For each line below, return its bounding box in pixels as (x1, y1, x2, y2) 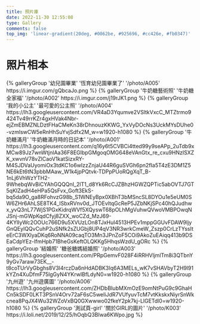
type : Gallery (6, 20, 42, 26)
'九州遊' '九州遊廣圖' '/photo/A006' (6, 278, 92, 285)
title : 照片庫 (6, 8, 39, 15)
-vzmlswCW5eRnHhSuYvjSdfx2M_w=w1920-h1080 (6, 129, 133, 136)
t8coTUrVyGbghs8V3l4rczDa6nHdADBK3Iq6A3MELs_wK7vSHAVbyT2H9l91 (6, 264, 194, 272)
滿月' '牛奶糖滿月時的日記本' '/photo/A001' (16, 136, 121, 143)
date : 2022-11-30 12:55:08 (6, 14, 73, 20)
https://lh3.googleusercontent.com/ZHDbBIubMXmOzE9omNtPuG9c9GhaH (6, 285, 192, 292)
